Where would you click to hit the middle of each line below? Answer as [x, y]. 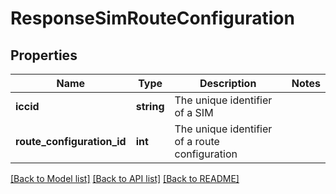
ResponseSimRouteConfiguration [152, 18]
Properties [44, 55]
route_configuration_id [71, 141]
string [150, 106]
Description [228, 83]
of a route [197, 141]
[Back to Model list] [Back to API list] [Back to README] [125, 178]
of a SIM [194, 112]
